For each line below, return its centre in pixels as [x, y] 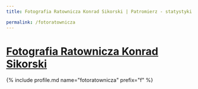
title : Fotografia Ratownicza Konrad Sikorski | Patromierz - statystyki [99, 11]
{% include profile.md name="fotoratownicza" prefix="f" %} [80, 80]
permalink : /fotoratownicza [41, 22]
